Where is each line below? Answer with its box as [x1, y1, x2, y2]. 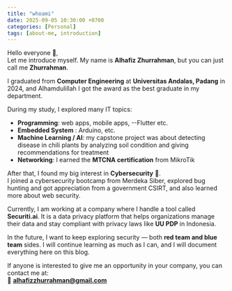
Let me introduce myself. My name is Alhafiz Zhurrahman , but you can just [7, 56, 224, 65]
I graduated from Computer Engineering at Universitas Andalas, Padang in [7, 77, 226, 86]
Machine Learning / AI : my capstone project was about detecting [17, 134, 206, 142]
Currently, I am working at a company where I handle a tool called [7, 205, 196, 213]
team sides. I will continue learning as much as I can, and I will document [7, 241, 217, 249]
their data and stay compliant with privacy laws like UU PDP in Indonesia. [7, 220, 217, 228]
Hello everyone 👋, [7, 49, 59, 57]
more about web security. [7, 191, 82, 200]
